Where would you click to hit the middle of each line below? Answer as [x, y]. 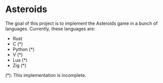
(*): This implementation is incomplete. [46, 75]
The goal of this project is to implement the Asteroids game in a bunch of [81, 23]
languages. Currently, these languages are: [50, 28]
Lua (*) [20, 60]
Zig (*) [19, 65]
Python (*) [23, 49]
